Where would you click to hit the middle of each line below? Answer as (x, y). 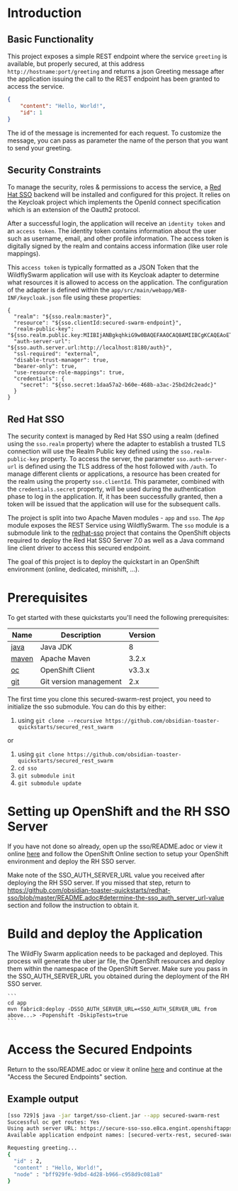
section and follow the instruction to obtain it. (73, 905)
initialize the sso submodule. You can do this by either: (87, 707)
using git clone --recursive (60, 721)
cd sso (27, 769)
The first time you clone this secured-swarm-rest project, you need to (109, 699)
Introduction (45, 13)
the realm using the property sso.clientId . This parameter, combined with (116, 482)
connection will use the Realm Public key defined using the (93, 451)
